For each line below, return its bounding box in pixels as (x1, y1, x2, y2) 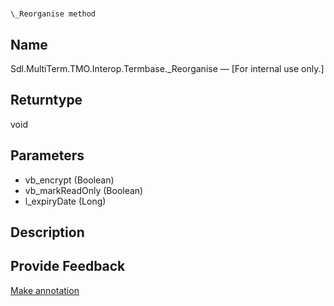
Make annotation (10, 284, 80, 296)
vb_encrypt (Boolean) (24, 174, 115, 186)
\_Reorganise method (10, 9, 97, 19)
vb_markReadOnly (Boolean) (24, 184, 144, 196)
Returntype (10, 92, 83, 109)
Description (10, 224, 85, 241)
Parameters (10, 147, 85, 164)
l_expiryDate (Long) (24, 195, 107, 207)
